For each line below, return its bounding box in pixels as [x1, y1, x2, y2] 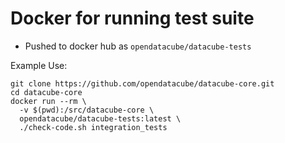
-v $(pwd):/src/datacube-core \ [19, 105, 155, 115]
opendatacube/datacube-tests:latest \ [19, 113, 182, 124]
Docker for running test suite [10, 7, 255, 30]
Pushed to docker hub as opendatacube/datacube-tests [24, 40, 252, 52]
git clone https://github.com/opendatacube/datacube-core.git [10, 78, 275, 89]
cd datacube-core [10, 87, 83, 97]
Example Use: [10, 59, 68, 71]
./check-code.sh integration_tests [19, 122, 168, 132]
